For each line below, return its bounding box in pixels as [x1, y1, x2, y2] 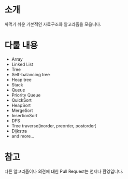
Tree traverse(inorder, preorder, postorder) [11, 123, 97, 128]
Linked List [11, 61, 33, 67]
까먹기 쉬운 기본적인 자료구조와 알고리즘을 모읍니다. [4, 21, 101, 27]
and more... [11, 133, 35, 139]
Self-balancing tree [11, 71, 50, 77]
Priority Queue [11, 92, 41, 98]
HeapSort [11, 102, 31, 108]
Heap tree [11, 77, 32, 83]
